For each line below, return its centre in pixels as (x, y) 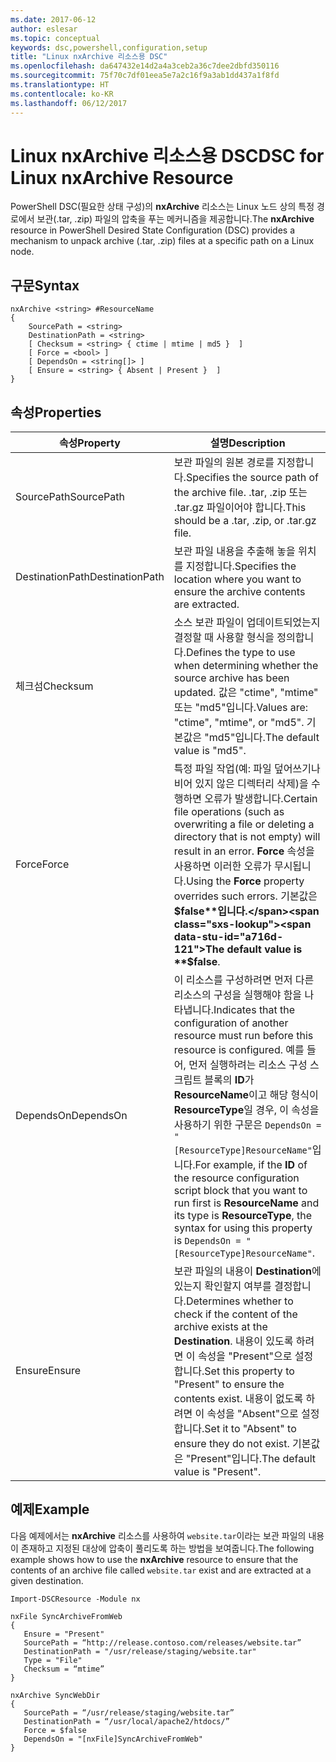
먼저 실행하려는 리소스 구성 (248, 1065)
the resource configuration (236, 1178)
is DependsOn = (207, 1241)
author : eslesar (44, 29)
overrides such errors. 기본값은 (245, 896)
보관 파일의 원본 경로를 (224, 463)
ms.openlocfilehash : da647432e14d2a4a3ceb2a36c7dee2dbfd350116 (145, 66)
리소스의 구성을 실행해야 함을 (238, 995)
